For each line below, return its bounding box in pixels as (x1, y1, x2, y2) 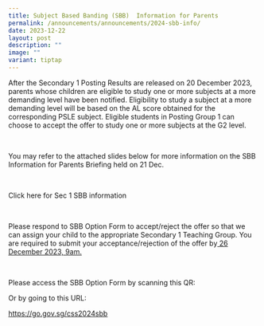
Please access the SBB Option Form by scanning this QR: (8, 277, 196, 287)
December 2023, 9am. (8, 246, 82, 256)
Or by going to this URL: (8, 293, 87, 303)
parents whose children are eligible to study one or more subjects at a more (8, 86, 256, 96)
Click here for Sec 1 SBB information (8, 190, 127, 200)
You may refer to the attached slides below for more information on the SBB (8, 151, 256, 160)
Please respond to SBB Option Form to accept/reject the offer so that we (8, 221, 246, 231)
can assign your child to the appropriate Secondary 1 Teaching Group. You (8, 230, 252, 239)
